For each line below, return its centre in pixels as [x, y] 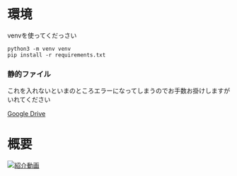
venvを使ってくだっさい [42, 35]
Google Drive [27, 114]
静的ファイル [29, 74]
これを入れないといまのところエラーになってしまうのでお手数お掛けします [116, 91]
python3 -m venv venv [39, 49]
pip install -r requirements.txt [57, 55]
